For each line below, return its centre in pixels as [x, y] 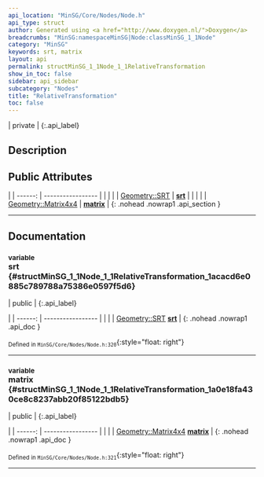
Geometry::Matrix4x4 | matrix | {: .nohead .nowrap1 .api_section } [115, 204]
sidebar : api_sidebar [44, 81]
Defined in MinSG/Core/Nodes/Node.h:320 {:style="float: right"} [96, 343]
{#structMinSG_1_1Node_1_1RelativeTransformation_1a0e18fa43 [130, 389]
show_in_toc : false [40, 74]
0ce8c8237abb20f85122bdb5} [69, 399]
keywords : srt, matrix [45, 52]
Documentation [47, 236]
